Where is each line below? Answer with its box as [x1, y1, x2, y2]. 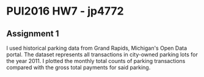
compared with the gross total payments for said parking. [6, 64, 151, 71]
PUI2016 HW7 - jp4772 [6, 4, 124, 18]
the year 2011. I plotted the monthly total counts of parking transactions [6, 58, 186, 64]
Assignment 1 [6, 28, 59, 39]
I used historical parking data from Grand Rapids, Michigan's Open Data [6, 44, 188, 52]
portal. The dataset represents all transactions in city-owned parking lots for [6, 51, 199, 58]
